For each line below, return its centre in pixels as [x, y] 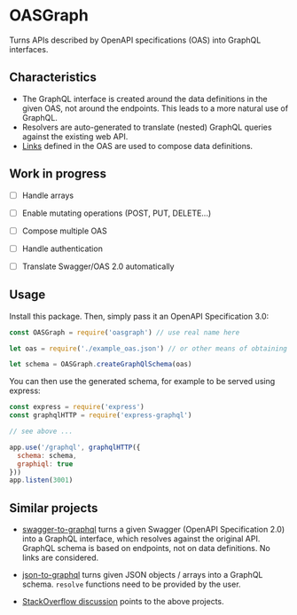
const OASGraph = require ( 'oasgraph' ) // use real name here [125, 332]
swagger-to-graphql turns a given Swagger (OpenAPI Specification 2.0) [153, 530]
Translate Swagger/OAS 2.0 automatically [98, 266]
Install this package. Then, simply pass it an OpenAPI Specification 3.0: [139, 316]
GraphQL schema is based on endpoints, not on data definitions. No [146, 548]
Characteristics [53, 78]
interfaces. [29, 49]
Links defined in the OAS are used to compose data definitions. [137, 146]
